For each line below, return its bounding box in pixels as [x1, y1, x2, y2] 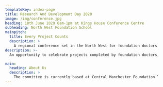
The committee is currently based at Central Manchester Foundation [14, 75, 155, 80]
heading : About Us [9, 66, 47, 70]
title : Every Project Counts [9, 35, 68, 39]
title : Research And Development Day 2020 [5, 12, 92, 17]
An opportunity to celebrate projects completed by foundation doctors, [9, 52, 160, 57]
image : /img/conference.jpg [5, 16, 62, 21]
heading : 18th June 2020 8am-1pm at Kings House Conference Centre [5, 20, 145, 26]
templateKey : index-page [5, 7, 55, 12]
